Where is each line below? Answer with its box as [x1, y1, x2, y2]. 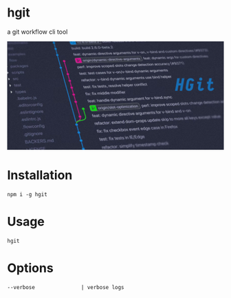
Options [7, 260, 54, 276]
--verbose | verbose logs [7, 284, 125, 290]
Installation [7, 167, 73, 183]
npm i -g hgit [7, 191, 48, 198]
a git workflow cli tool [7, 28, 68, 36]
